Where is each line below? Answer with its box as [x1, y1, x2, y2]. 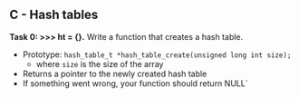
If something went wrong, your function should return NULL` [22, 77, 248, 89]
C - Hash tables [9, 7, 99, 23]
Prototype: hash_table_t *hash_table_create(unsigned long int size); [22, 49, 292, 60]
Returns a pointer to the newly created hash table [22, 68, 207, 79]
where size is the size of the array [35, 58, 164, 69]
